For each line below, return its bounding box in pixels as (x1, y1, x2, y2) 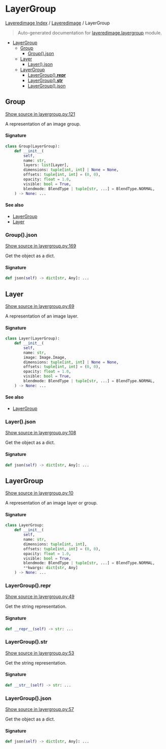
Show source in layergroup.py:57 (5, 706, 74, 712)
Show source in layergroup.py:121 (5, 111, 75, 117)
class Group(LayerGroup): (5, 143, 60, 149)
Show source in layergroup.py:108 (5, 430, 76, 436)
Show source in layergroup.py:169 (5, 243, 76, 249)
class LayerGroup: (5, 523, 44, 528)
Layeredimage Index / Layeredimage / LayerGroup (5, 20, 110, 26)
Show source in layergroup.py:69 (5, 303, 74, 309)
